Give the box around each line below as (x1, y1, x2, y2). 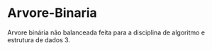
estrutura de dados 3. (7, 35, 71, 44)
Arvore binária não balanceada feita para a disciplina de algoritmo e (7, 28, 206, 37)
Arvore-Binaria (7, 5, 97, 21)
